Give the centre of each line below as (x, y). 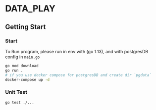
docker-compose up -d (27, 79)
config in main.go (23, 57)
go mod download (22, 66)
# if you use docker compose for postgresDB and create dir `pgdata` (78, 75)
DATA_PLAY (30, 9)
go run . (14, 70)
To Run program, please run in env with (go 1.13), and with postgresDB (77, 51)
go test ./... (20, 102)
